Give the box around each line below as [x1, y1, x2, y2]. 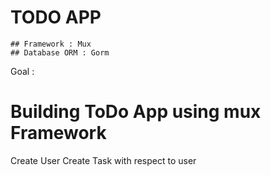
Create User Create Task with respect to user [10, 154, 197, 166]
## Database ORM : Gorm [10, 47, 110, 58]
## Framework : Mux [10, 39, 92, 49]
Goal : [10, 65, 35, 77]
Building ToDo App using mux [10, 101, 262, 123]
